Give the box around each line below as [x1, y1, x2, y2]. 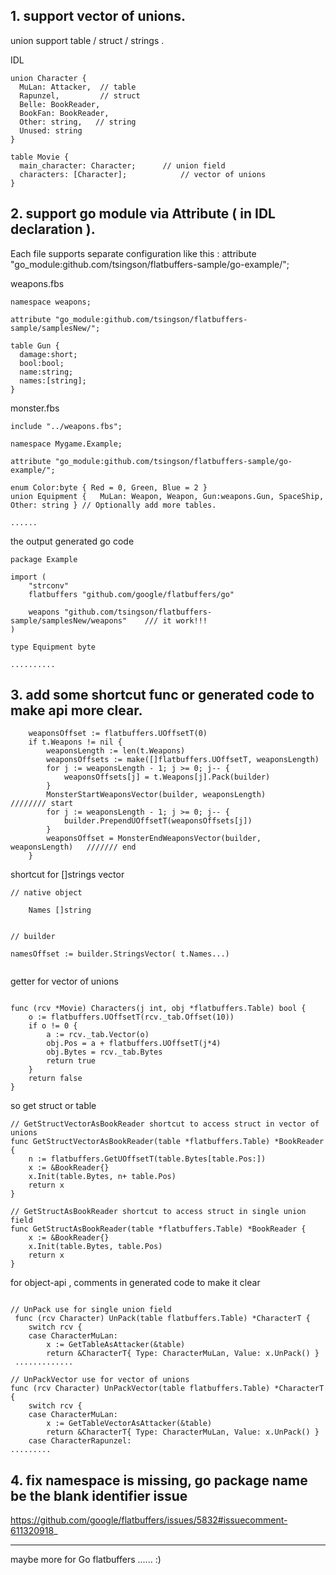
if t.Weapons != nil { [28, 737, 123, 748]
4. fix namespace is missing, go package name [10, 1472, 308, 1489]
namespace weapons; [10, 297, 92, 307]
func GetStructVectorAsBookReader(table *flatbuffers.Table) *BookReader [10, 1137, 325, 1147]
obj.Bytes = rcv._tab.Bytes [46, 1047, 163, 1058]
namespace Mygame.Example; [10, 439, 123, 449]
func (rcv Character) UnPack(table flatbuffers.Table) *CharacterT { [14, 1314, 311, 1324]
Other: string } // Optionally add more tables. [10, 500, 217, 510]
